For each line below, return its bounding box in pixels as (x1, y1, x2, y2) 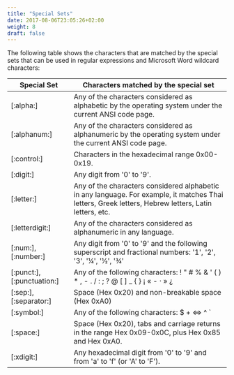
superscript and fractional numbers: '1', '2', (73, 247, 216, 257)
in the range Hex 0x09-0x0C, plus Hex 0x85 (73, 328, 221, 337)
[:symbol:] (10, 308, 44, 318)
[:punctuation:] (10, 277, 59, 286)
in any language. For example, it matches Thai (73, 190, 224, 200)
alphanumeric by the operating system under (73, 130, 221, 140)
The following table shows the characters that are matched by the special (7, 49, 218, 57)
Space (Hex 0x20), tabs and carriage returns (73, 319, 221, 329)
